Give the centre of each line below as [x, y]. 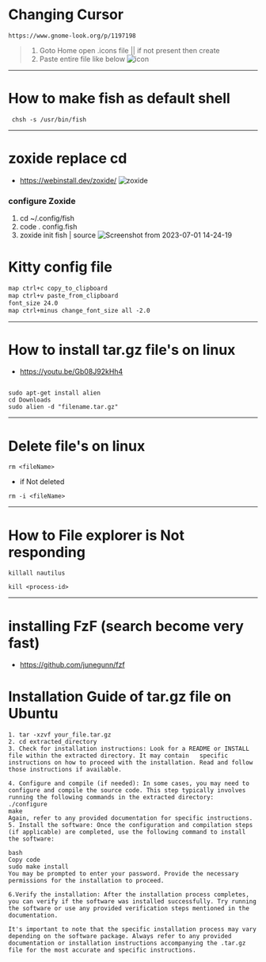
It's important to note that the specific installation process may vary [133, 929]
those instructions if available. [65, 770]
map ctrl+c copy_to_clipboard [58, 289]
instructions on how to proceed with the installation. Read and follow [131, 763]
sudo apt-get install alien [55, 393]
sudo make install [38, 867]
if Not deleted [42, 482]
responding [47, 552]
